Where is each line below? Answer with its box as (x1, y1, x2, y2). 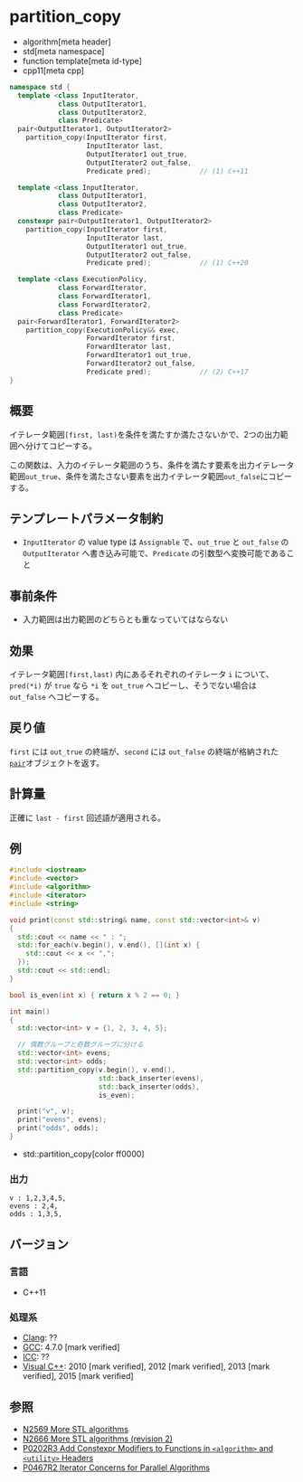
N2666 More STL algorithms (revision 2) (22, 1433, 174, 1444)
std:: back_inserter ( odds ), (98, 1082, 201, 1091)
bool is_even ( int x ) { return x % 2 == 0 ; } (9, 990, 180, 1000)
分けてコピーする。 (24, 440, 97, 451)
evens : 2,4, (9, 1202, 59, 1211)
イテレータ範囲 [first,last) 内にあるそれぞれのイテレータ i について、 (9, 668, 274, 679)
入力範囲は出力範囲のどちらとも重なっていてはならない (22, 614, 229, 625)
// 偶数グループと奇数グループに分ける (17, 1040, 144, 1050)
